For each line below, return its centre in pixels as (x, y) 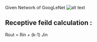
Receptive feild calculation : (49, 23)
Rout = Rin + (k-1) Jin (26, 35)
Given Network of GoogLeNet (35, 8)
